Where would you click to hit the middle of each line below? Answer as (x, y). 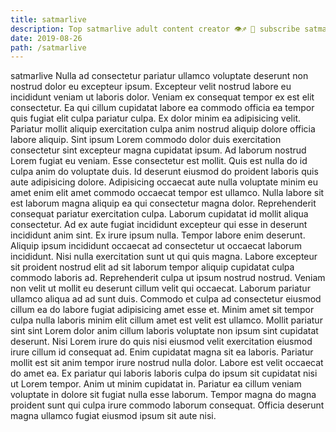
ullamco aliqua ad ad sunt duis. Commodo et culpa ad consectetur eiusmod (166, 299)
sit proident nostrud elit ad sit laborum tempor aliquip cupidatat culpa (152, 267)
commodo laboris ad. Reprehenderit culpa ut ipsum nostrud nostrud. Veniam (168, 278)
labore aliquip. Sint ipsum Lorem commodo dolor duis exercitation (146, 140)
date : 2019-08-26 (46, 38)
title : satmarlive (48, 19)
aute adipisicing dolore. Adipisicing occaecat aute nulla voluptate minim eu (164, 182)
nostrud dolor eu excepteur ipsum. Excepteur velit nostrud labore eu (151, 87)
